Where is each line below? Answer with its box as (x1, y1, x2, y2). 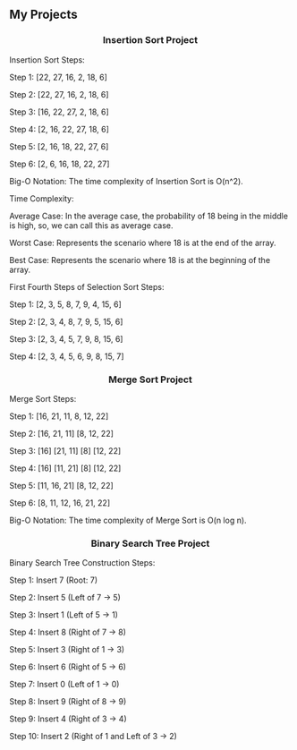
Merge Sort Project (108, 373, 192, 386)
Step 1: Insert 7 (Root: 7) (9, 575, 98, 585)
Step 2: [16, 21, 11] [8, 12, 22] (9, 428, 115, 439)
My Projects (9, 7, 78, 22)
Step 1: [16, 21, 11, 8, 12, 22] (9, 411, 109, 422)
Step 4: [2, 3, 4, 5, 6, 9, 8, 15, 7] (9, 351, 124, 362)
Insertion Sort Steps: (9, 54, 85, 65)
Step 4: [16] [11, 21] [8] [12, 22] (9, 463, 122, 473)
